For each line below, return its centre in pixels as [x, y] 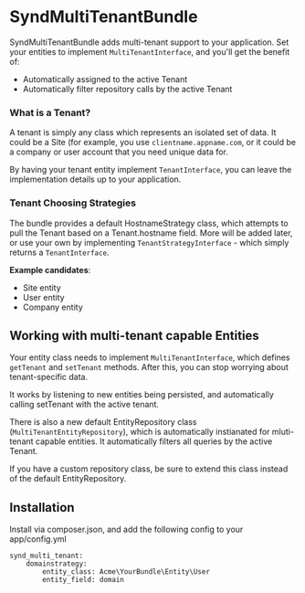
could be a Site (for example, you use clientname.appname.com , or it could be [153, 143]
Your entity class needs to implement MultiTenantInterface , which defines [150, 357]
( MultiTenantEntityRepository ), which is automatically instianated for [140, 432]
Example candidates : [50, 270]
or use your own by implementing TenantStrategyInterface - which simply [149, 242]
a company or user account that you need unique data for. [119, 152]
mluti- [283, 432]
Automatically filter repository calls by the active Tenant [127, 89]
